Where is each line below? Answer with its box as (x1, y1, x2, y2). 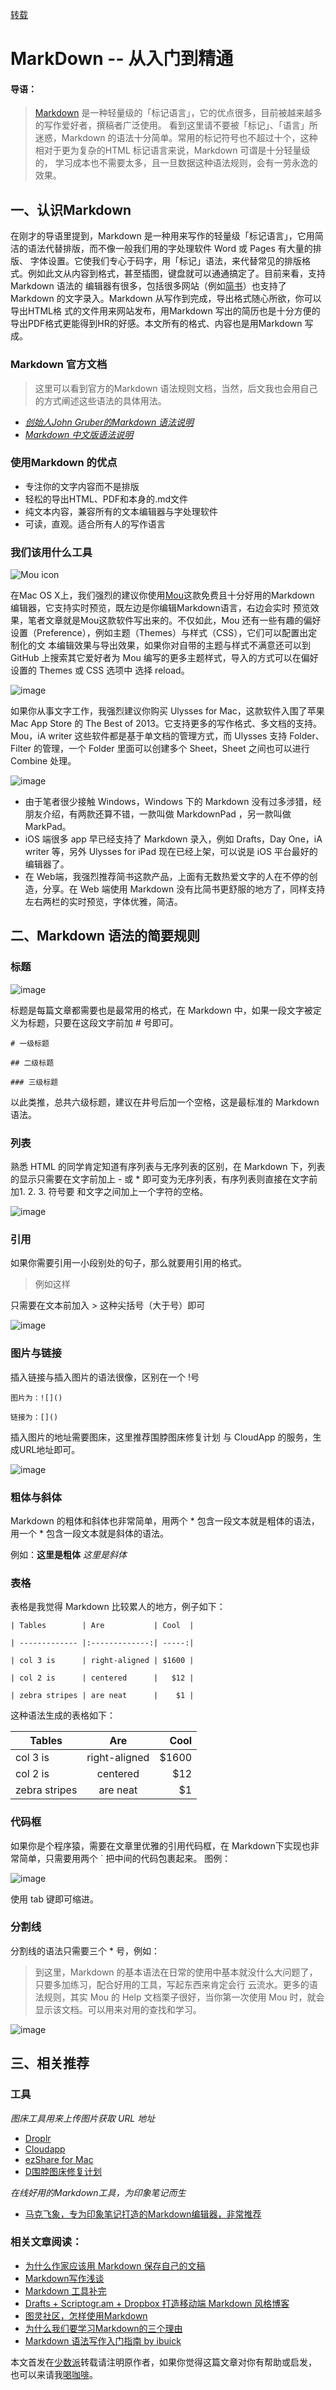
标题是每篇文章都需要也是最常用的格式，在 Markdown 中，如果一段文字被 (10, 1004, 313, 1016)
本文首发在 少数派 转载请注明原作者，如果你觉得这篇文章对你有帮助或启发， (10, 2356, 317, 2368)
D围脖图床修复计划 (24, 2165, 102, 2177)
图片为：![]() (10, 1393, 63, 1403)
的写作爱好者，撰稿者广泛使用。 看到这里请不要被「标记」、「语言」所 (34, 119, 318, 132)
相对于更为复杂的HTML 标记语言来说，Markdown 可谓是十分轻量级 (34, 144, 311, 157)
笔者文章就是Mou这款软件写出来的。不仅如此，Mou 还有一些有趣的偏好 (27, 614, 322, 627)
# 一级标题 (10, 1038, 50, 1048)
